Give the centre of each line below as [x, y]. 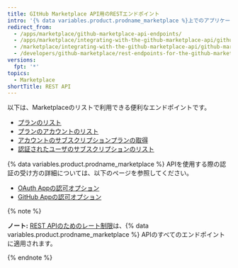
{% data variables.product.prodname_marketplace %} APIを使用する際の [114, 164]
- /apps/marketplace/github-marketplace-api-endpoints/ [98, 34]
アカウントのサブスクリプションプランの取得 [83, 140]
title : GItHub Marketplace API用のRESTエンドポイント [84, 14]
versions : [22, 60]
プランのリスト [39, 123]
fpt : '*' [27, 67]
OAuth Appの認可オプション [58, 188]
